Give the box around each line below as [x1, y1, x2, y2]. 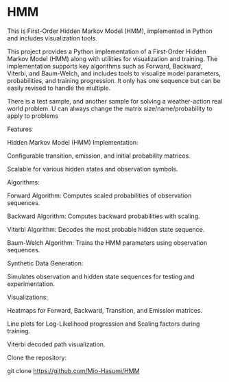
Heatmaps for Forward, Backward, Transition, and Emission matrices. [7, 306, 203, 314]
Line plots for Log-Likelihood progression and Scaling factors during [7, 320, 200, 328]
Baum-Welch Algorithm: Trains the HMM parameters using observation [7, 238, 208, 247]
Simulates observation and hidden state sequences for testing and [7, 272, 195, 280]
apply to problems [7, 111, 58, 120]
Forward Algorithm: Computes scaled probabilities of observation [7, 191, 192, 200]
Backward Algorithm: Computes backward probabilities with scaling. [7, 212, 200, 220]
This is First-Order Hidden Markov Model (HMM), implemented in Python [7, 27, 213, 35]
